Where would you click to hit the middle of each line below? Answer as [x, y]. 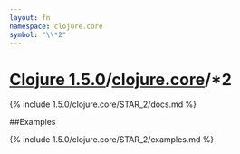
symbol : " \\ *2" [38, 34]
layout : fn [30, 18]
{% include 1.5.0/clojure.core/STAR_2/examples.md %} [112, 140]
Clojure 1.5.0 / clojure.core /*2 [121, 79]
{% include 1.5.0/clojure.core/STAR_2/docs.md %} [103, 104]
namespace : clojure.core [56, 26]
